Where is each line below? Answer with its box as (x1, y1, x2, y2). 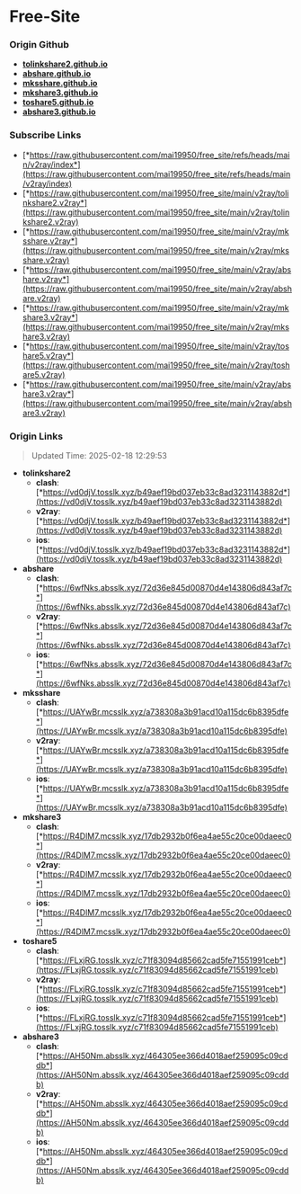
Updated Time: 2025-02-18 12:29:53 (31, 450, 168, 461)
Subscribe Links (9, 129, 82, 141)
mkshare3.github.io (22, 87, 99, 98)
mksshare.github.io (22, 78, 98, 89)
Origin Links (9, 430, 64, 442)
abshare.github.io (22, 68, 92, 79)
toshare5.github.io (22, 97, 94, 108)
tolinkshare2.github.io (22, 58, 108, 69)
